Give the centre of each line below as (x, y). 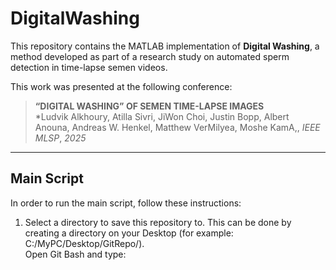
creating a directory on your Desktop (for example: (129, 233)
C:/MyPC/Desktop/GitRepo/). (84, 243)
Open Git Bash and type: (75, 254)
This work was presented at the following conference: (121, 86)
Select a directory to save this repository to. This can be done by (158, 222)
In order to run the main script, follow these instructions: (126, 203)
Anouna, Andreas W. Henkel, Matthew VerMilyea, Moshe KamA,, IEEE (177, 127)
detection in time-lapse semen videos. (89, 67)
